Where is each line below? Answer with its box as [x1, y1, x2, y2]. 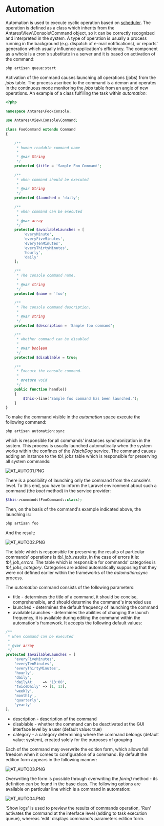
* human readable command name [16, 145, 80, 150]
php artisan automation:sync [5, 429, 65, 434]
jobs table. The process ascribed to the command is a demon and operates [5, 79, 157, 85]
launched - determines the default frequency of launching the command [12, 604, 158, 610]
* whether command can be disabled [16, 337, 89, 342]
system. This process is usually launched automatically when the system [5, 443, 152, 449]
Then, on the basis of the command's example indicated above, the [5, 506, 141, 512]
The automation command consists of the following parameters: [5, 584, 135, 590]
